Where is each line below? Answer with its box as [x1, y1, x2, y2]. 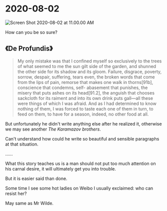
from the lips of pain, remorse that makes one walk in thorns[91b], [17, 79, 153, 85]
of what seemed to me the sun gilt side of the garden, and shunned [17, 63, 156, 69]
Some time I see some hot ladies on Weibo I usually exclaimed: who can [5, 185, 153, 191]
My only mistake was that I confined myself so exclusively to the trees [17, 58, 162, 64]
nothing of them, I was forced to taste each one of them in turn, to [17, 105, 153, 111]
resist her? [5, 190, 27, 196]
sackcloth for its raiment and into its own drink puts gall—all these [17, 95, 153, 101]
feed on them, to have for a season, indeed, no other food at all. [17, 111, 149, 117]
